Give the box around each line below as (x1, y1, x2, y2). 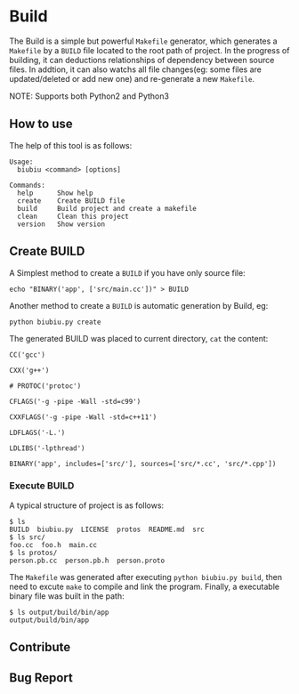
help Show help (17, 189, 93, 198)
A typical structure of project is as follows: (9, 500, 165, 511)
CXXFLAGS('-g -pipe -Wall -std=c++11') (9, 412, 158, 422)
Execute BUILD (9, 480, 75, 492)
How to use (9, 117, 73, 132)
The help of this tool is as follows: (9, 140, 133, 150)
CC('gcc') (9, 350, 46, 359)
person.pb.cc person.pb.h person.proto (9, 556, 166, 565)
